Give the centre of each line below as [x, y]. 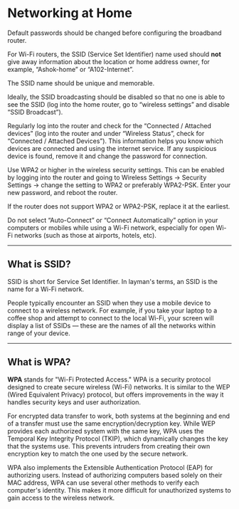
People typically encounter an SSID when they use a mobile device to [109, 303]
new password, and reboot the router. [63, 192]
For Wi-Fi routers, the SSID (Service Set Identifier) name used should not [115, 54]
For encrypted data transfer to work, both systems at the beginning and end [118, 416]
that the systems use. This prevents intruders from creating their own [109, 446]
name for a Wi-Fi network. [46, 289]
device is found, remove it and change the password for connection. [107, 156]
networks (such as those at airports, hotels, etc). [85, 235]
